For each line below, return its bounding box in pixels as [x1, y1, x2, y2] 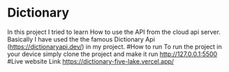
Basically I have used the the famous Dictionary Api [7, 35, 156, 43]
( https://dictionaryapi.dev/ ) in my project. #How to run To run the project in [7, 42, 222, 51]
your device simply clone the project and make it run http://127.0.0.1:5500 [7, 50, 218, 58]
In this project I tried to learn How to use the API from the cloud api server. [7, 28, 221, 36]
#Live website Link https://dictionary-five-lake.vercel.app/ [7, 57, 175, 65]
